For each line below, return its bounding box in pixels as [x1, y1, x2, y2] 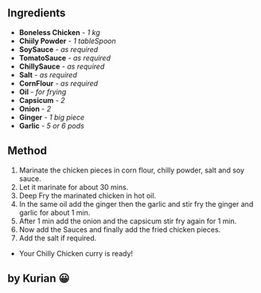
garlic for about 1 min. [18, 208, 91, 217]
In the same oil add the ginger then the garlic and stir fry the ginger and [18, 199, 254, 208]
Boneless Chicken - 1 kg [18, 27, 100, 37]
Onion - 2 [18, 104, 52, 113]
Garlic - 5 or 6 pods [18, 121, 84, 130]
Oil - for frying [18, 87, 67, 97]
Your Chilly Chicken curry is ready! [18, 248, 133, 258]
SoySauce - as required [18, 44, 99, 54]
